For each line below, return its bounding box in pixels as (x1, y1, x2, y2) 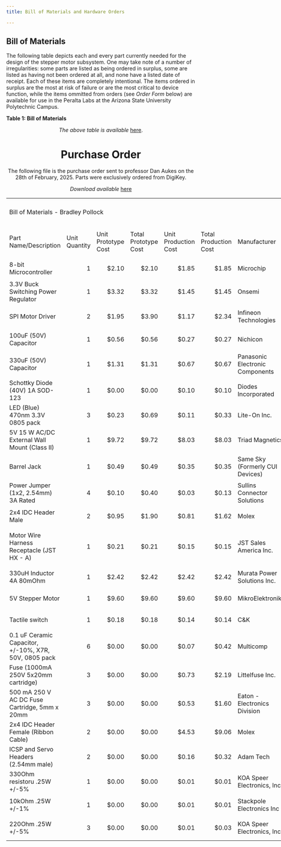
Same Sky (237, 455, 266, 463)
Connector (237, 489, 268, 497)
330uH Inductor (9, 569, 55, 577)
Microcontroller (9, 268, 53, 276)
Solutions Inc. (237, 577, 276, 585)
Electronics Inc (237, 804, 280, 813)
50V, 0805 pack (9, 654, 56, 662)
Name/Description (9, 241, 61, 250)
